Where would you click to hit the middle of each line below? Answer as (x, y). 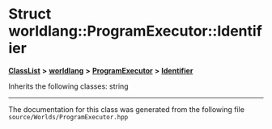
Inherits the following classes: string (68, 86)
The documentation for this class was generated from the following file (127, 109)
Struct (30, 14)
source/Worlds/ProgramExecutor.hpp (68, 117)
